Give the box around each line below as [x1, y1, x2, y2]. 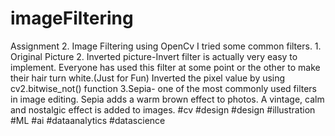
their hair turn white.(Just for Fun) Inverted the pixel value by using [10, 72, 286, 84]
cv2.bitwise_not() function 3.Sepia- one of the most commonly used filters [10, 82, 318, 94]
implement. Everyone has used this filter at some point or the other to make [10, 61, 321, 73]
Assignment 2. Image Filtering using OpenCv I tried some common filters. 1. [10, 40, 322, 52]
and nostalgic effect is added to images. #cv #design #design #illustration [10, 103, 316, 116]
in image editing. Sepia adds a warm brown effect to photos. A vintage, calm [10, 93, 325, 105]
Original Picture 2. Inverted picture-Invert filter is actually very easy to [10, 50, 298, 62]
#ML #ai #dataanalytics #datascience [10, 114, 166, 126]
